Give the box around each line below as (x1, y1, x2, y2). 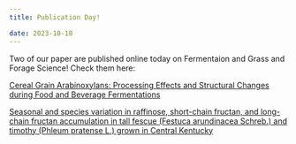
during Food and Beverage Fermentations (9, 89, 161, 100)
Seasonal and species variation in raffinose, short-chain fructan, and (9, 106, 259, 117)
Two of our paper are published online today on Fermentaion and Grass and (9, 53, 285, 64)
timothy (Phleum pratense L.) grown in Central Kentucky (9, 125, 214, 135)
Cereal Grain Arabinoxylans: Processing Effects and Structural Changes (9, 80, 269, 90)
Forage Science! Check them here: (9, 63, 136, 73)
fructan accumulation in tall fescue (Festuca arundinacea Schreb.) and (30, 116, 288, 126)
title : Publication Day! (9, 12, 101, 22)
